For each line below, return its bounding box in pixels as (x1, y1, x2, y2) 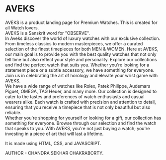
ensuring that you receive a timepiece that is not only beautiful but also (5, 104, 151, 110)
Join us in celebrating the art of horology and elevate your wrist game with (5, 72, 158, 78)
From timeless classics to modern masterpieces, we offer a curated (5, 40, 143, 46)
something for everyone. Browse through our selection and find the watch (5, 120, 157, 126)
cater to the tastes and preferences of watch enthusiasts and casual (5, 93, 145, 100)
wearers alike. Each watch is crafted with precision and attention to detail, (5, 99, 156, 105)
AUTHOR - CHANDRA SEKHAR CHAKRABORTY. (5, 150, 104, 156)
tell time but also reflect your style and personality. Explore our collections (5, 56, 157, 62)
